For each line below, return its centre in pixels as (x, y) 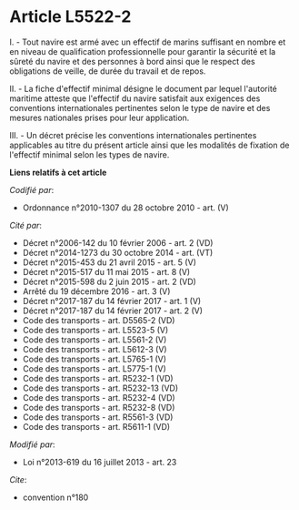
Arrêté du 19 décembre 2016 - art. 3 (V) (96, 291)
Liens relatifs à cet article (58, 172)
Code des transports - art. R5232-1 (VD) (98, 378)
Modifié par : (33, 444)
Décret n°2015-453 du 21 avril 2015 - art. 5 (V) (110, 262)
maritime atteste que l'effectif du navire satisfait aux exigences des (135, 98)
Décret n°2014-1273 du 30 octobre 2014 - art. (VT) (118, 252)
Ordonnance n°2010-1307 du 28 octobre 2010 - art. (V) (125, 208)
